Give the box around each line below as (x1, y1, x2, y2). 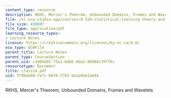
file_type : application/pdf (5, 26, 65, 31)
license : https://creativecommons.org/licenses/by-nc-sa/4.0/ (5, 40, 140, 45)
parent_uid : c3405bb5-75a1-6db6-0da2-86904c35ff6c (5, 59, 115, 64)
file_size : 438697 (5, 21, 44, 27)
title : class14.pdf (5, 69, 47, 74)
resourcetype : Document (5, 64, 56, 69)
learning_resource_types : (5, 31, 60, 36)
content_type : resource (5, 7, 56, 13)
